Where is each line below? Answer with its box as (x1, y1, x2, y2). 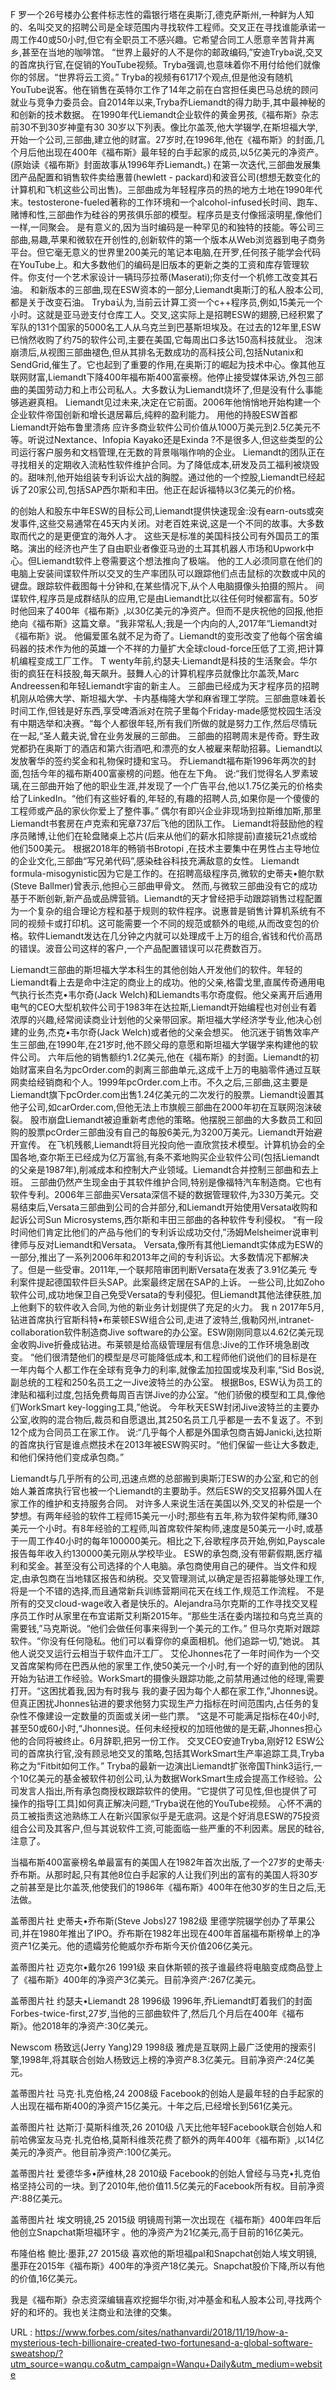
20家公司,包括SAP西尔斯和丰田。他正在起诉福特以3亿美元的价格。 (27, 484, 301, 495)
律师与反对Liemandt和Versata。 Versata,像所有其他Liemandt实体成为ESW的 (10, 1239, 323, 1250)
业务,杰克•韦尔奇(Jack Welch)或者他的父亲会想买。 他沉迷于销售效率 (27, 1026, 312, 1038)
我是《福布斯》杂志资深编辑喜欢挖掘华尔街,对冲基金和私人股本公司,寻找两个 (10, 2294, 323, 2305)
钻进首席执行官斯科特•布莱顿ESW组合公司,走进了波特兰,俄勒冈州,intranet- (10, 1314, 315, 1325)
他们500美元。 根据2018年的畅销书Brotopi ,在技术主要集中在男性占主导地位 (10, 843, 320, 854)
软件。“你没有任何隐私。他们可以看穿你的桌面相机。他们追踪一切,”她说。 (10, 1635, 310, 1647)
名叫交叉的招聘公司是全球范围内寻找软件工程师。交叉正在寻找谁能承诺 (27, 21, 317, 33)
